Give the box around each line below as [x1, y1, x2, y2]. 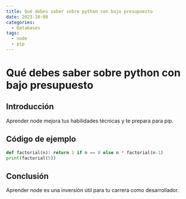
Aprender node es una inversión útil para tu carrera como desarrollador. [6, 187, 180, 194]
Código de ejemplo [6, 134, 76, 144]
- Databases [11, 25, 41, 31]
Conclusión [6, 171, 49, 181]
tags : [6, 30, 19, 36]
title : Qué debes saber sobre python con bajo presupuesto [6, 8, 153, 15]
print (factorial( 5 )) [6, 155, 57, 161]
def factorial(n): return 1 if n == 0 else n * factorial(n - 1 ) [6, 149, 164, 155]
